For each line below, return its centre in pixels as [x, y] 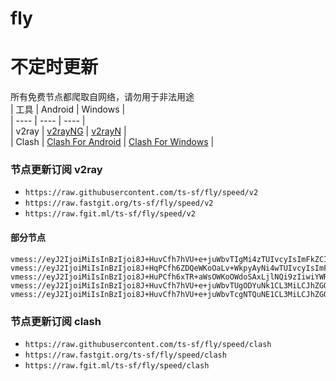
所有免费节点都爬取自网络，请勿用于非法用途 [102, 97]
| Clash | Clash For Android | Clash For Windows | [112, 142]
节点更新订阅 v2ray [56, 170]
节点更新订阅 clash [56, 321]
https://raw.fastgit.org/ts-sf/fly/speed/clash [125, 355]
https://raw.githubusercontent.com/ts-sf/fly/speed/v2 [141, 193]
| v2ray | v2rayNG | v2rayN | [68, 131]
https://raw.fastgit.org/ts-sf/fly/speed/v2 [119, 203]
